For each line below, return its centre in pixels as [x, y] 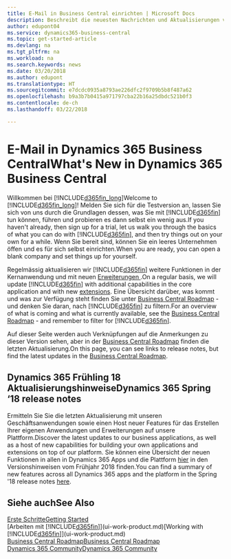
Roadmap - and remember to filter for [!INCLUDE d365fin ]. [89, 320]
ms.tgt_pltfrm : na [33, 52]
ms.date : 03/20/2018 [37, 71]
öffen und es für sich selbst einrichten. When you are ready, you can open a [114, 249]
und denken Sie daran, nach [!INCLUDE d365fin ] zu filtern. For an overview [112, 306]
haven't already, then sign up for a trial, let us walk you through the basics [112, 227]
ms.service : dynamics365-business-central [69, 33]
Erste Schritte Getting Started [48, 519]
